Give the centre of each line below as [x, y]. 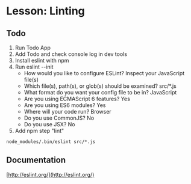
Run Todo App [33, 48]
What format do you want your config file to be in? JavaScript [100, 92]
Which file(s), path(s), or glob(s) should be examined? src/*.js [100, 86]
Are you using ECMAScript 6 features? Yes [77, 99]
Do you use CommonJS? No [59, 118]
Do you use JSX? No [49, 124]
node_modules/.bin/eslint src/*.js [51, 142]
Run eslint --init [34, 67]
